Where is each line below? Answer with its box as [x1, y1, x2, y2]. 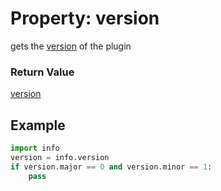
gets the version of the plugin [10, 40, 132, 52]
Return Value [10, 65, 75, 79]
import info [10, 143, 60, 154]
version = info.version [10, 152, 110, 162]
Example [10, 117, 66, 134]
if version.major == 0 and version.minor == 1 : [10, 162, 213, 172]
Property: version [10, 7, 160, 30]
